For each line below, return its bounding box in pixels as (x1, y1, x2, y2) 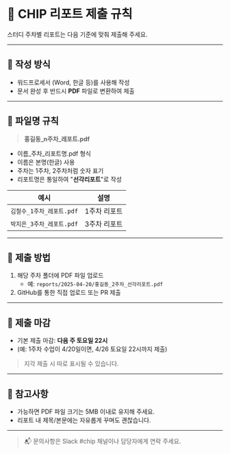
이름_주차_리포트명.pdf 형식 (16, 149, 91, 158)
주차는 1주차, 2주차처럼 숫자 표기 (16, 166, 104, 175)
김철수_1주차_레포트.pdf (10, 207, 79, 215)
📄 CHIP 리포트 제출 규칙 (7, 6, 133, 22)
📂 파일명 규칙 (7, 115, 60, 127)
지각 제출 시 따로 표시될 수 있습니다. (23, 359, 119, 368)
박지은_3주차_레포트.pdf (10, 220, 79, 228)
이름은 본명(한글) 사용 (16, 158, 75, 166)
